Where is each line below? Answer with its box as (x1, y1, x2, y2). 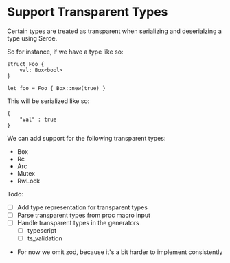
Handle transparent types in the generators (16, 219, 139, 227)
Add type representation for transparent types (16, 203, 148, 211)
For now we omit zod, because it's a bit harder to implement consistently (16, 248, 223, 256)
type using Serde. (7, 34, 58, 42)
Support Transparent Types (7, 4, 168, 20)
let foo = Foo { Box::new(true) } (7, 84, 106, 91)
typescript (27, 227, 57, 235)
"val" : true (19, 116, 57, 123)
